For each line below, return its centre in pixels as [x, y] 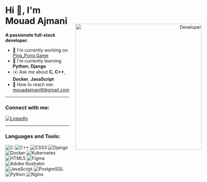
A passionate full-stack [30, 35]
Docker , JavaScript [33, 79]
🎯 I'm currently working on [40, 50]
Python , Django [30, 66]
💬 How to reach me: [33, 84]
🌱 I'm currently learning [37, 60]
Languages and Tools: [33, 137]
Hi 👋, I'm [23, 10]
